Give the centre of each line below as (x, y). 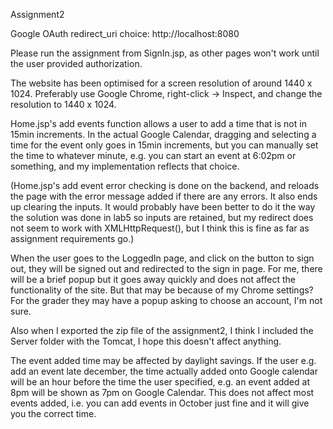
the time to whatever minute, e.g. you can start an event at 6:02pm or (153, 155)
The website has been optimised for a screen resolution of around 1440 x (161, 83)
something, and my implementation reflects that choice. (125, 166)
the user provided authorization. (76, 63)
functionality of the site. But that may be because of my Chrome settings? (162, 290)
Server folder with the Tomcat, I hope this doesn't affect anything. (146, 341)
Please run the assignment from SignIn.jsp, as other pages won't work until (165, 53)
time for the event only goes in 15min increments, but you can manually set (164, 145)
